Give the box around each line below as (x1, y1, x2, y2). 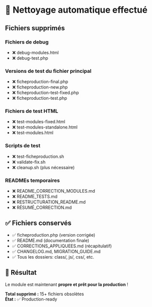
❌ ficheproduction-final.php (12, 79, 68, 85)
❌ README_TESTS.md (12, 194, 57, 199)
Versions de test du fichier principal (5, 67, 92, 74)
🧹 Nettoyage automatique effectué (5, 4, 148, 16)
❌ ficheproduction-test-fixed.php (12, 90, 79, 96)
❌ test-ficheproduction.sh (12, 153, 64, 159)
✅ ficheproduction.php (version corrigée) (12, 232, 95, 238)
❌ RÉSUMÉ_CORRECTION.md (12, 205, 72, 211)
